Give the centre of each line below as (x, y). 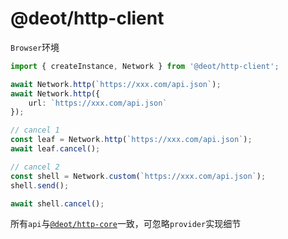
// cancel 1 (35, 130)
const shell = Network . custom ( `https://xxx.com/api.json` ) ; (138, 176)
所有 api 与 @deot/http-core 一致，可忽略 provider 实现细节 (126, 224)
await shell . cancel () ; (57, 203)
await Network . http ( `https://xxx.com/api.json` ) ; (116, 84)
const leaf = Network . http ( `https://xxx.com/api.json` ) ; (131, 140)
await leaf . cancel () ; (55, 149)
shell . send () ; (40, 185)
